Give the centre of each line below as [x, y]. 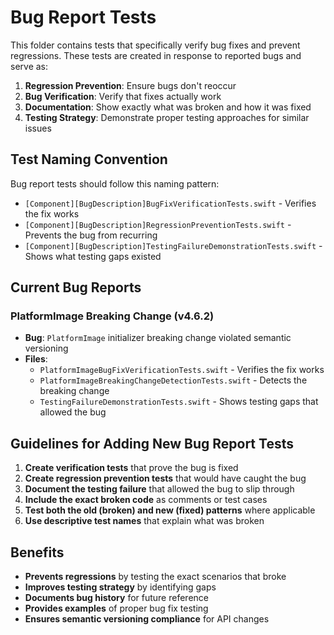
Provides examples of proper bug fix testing [116, 608]
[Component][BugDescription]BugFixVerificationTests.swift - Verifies [170, 203]
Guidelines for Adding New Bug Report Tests [152, 443]
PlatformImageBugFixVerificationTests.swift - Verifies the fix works [182, 370]
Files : [36, 359]
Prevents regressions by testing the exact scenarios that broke [155, 577]
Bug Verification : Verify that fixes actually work [123, 96]
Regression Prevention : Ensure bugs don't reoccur [130, 85]
